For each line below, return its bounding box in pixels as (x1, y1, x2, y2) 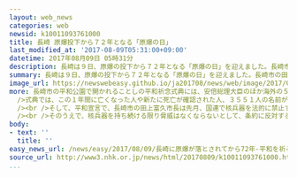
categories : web (9, 21, 69, 30)
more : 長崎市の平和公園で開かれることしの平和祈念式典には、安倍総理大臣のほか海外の (9, 87, 283, 96)
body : (9, 120, 29, 129)
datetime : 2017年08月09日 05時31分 (9, 54, 134, 63)
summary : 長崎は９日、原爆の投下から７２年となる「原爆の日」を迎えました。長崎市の (9, 71, 282, 80)
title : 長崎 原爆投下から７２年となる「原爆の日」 (9, 37, 172, 47)
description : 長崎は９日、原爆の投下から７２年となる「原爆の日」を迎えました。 (9, 63, 271, 72)
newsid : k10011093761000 (9, 29, 101, 38)
